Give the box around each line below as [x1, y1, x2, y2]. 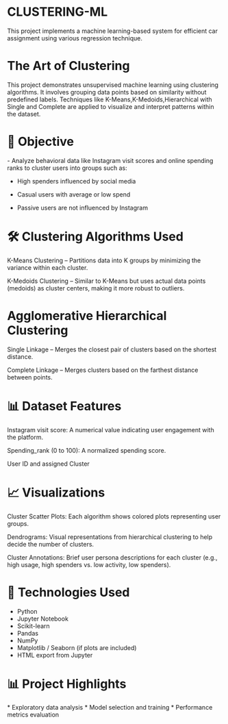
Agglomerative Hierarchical [7, 308, 167, 323]
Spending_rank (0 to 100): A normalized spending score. [7, 446, 166, 454]
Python [16, 607, 38, 615]
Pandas [16, 629, 39, 637]
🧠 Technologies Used [7, 584, 130, 600]
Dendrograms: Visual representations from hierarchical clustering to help [7, 532, 213, 541]
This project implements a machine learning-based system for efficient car [7, 27, 218, 35]
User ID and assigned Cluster [7, 460, 90, 468]
